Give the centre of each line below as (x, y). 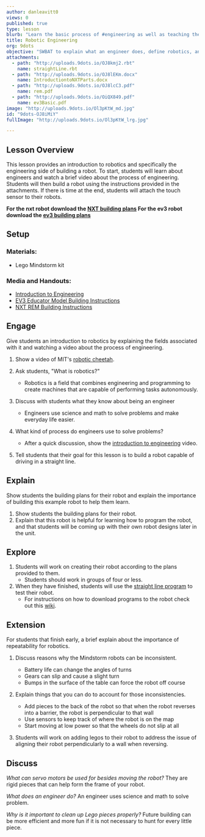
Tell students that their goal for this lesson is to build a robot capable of (105, 454)
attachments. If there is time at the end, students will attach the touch (94, 190)
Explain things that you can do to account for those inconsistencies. (100, 695)
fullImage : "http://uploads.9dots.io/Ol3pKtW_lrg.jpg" (77, 120)
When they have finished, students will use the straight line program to (104, 586)
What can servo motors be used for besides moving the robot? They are (97, 778)
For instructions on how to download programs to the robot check (107, 599)
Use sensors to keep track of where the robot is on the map (99, 719)
